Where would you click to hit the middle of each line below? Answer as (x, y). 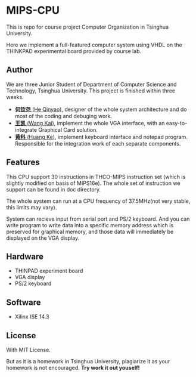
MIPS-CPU (33, 10)
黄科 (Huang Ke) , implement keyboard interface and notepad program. (101, 137)
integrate (26, 129)
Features (23, 163)
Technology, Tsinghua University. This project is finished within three (91, 91)
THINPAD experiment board (49, 271)
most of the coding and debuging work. (63, 116)
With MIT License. (28, 350)
